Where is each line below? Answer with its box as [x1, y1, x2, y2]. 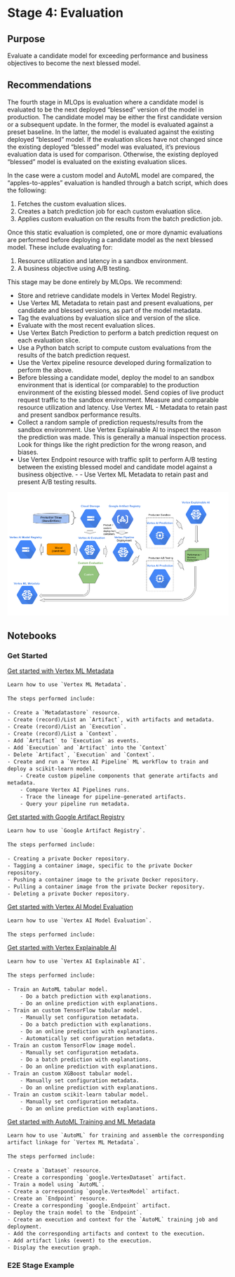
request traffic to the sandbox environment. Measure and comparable [17, 395, 220, 404]
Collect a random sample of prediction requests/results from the [17, 417, 203, 426]
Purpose [7, 33, 46, 45]
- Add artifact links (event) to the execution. [7, 1237, 152, 1244]
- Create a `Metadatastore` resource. [7, 709, 121, 716]
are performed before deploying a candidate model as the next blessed [7, 235, 213, 243]
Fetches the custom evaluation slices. [17, 199, 126, 208]
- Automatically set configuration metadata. [20, 1035, 156, 1042]
